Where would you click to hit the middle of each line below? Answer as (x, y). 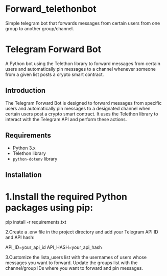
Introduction (26, 91)
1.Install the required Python (66, 197)
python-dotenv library (35, 159)
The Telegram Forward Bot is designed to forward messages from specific (83, 103)
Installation (23, 175)
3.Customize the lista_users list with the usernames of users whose (76, 257)
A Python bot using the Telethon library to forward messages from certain (83, 63)
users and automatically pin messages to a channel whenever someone (80, 69)
